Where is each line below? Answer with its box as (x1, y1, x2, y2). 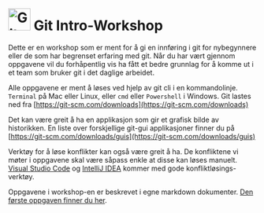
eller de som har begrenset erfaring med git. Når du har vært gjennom (8, 51, 236, 61)
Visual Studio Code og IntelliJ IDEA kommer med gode (8, 163, 185, 173)
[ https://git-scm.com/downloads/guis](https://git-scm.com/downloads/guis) (8, 131, 256, 141)
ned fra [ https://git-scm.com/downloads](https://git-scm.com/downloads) (8, 99, 249, 109)
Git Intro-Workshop (33, 17, 163, 35)
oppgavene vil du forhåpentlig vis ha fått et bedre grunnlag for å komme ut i (8, 59, 254, 68)
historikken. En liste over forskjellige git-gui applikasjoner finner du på (8, 123, 235, 133)
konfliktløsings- (186, 163, 236, 173)
